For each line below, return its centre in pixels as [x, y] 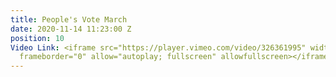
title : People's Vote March [69, 19]
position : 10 [37, 38]
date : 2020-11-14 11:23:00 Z [71, 29]
